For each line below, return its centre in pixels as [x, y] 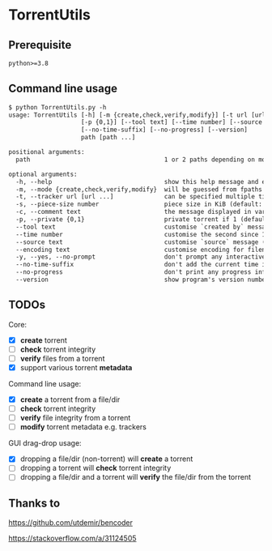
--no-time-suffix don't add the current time [137, 265]
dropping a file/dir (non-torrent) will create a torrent [106, 459]
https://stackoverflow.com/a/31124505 [72, 538]
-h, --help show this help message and [137, 182]
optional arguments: [43, 174]
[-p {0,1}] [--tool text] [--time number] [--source [172, 122]
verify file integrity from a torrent [75, 418]
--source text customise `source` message [137, 242]
